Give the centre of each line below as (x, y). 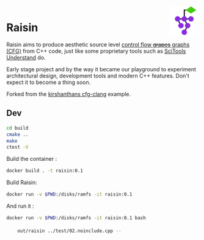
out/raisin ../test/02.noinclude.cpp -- (69, 231)
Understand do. (26, 57)
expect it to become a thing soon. (49, 82)
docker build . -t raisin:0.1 (45, 171)
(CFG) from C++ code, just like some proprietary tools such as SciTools (96, 51)
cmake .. (17, 134)
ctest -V (17, 147)
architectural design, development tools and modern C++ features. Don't (98, 76)
